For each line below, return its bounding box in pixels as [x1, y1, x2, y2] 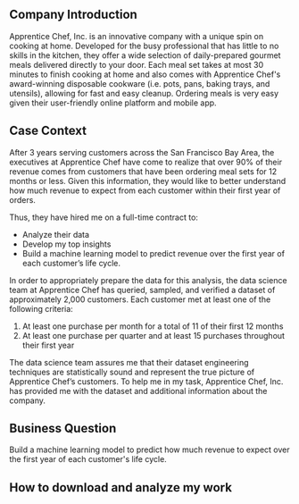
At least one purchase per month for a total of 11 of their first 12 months [21, 321, 284, 332]
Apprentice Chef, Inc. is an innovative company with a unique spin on [9, 30, 264, 41]
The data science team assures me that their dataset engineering [9, 357, 249, 367]
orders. [9, 194, 36, 205]
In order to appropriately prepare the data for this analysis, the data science [9, 274, 287, 285]
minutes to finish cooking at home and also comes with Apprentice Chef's [9, 69, 281, 80]
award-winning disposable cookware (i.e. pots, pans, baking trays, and [9, 78, 270, 88]
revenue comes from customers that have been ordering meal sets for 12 [9, 165, 278, 177]
